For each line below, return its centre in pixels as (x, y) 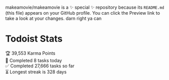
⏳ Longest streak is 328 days (36, 72)
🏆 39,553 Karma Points (30, 53)
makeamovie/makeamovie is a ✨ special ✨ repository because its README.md (85, 7)
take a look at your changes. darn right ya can (53, 18)
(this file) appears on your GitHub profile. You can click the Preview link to (83, 13)
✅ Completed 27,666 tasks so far (40, 66)
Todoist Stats (34, 39)
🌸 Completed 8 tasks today (34, 60)
